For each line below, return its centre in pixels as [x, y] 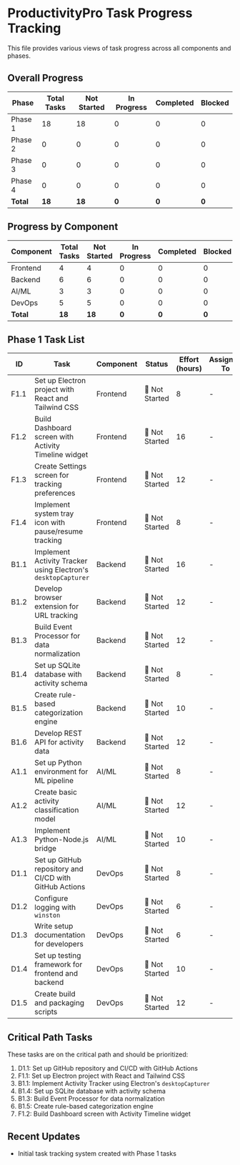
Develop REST [59, 734]
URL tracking [56, 616]
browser [49, 598]
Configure [51, 899]
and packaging [59, 1003]
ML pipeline [54, 781]
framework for [59, 964]
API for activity [59, 742]
